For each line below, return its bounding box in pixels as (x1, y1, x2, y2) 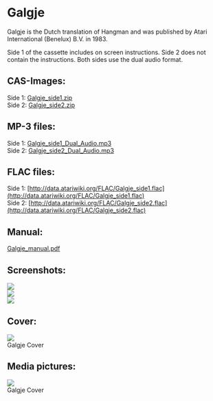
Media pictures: (7, 360, 76, 372)
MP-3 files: (7, 121, 56, 133)
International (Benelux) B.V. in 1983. (7, 34, 108, 43)
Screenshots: (7, 264, 67, 276)
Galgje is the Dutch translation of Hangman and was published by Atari (7, 27, 208, 36)
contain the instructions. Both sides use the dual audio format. (7, 55, 183, 63)
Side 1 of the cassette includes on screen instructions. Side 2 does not (7, 48, 206, 56)
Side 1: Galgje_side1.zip (7, 93, 73, 102)
